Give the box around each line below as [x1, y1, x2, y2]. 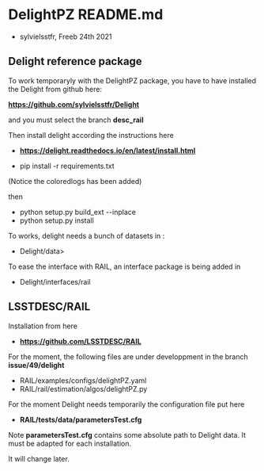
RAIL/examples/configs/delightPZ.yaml [19, 375, 147, 385]
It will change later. [8, 454, 70, 463]
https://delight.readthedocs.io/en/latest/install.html [19, 145, 196, 155]
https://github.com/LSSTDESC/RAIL [19, 336, 142, 346]
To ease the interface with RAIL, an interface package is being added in [8, 262, 241, 271]
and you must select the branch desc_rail [8, 115, 144, 124]
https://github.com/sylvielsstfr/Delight [8, 99, 140, 109]
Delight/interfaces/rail [19, 277, 91, 286]
